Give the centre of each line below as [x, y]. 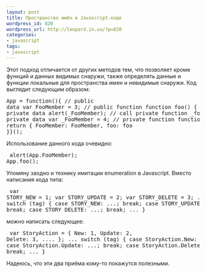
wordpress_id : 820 [30, 23]
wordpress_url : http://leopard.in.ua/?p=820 [64, 29]
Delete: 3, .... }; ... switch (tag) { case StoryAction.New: [102, 239]
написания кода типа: [35, 180]
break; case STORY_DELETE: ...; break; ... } [76, 209]
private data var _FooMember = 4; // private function [90, 119]
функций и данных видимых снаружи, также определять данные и [94, 76]
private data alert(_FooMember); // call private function [97, 113]
